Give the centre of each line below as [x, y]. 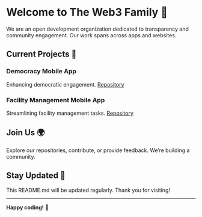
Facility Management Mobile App [56, 100]
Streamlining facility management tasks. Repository [70, 113]
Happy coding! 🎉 [28, 207]
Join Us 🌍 [26, 133]
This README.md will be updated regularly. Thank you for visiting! [88, 190]
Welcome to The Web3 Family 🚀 [87, 12]
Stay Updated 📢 [36, 176]
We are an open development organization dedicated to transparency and [98, 29]
